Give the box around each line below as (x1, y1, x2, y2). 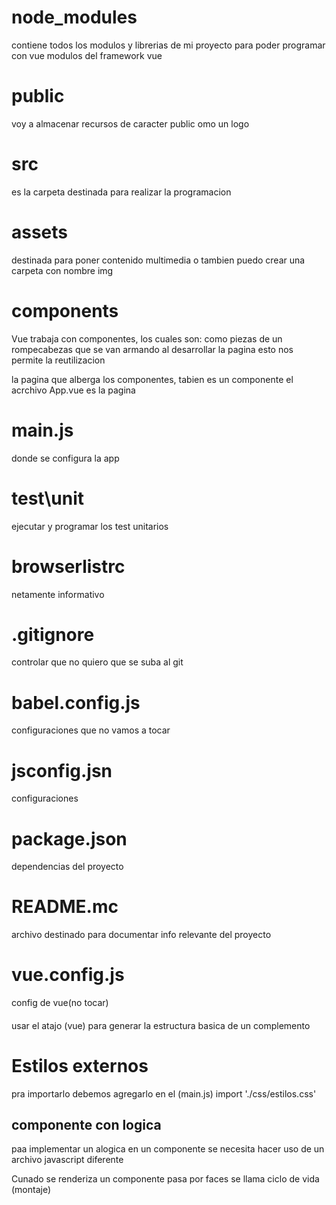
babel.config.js (11, 691, 141, 714)
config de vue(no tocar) (11, 997, 109, 1009)
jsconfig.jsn (11, 759, 113, 782)
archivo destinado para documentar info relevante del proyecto (11, 929, 272, 941)
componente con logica (11, 1117, 162, 1134)
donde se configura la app (11, 452, 120, 464)
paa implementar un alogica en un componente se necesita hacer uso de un (11, 1143, 325, 1155)
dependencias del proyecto (11, 861, 124, 873)
